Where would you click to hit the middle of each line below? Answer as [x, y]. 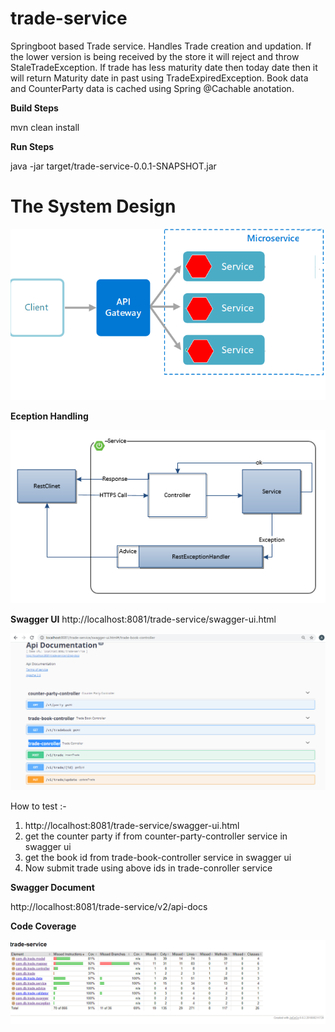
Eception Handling [49, 416]
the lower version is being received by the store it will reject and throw [155, 56]
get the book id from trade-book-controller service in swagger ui [158, 857]
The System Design [93, 206]
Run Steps [32, 146]
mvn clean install [45, 127]
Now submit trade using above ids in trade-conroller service [148, 868]
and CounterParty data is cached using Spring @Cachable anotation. [152, 88]
